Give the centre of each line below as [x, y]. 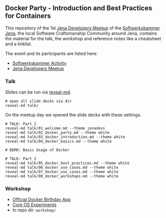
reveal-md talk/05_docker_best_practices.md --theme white [67, 163]
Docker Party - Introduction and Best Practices [79, 8]
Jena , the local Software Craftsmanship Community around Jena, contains [81, 33]
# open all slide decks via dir [38, 102]
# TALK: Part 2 [21, 159]
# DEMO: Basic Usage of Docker [37, 150]
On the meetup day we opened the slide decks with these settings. [73, 115]
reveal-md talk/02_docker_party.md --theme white [57, 133]
